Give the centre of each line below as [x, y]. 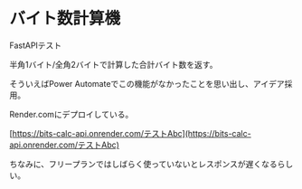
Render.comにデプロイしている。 [71, 114]
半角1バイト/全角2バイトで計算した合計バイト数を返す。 [113, 64]
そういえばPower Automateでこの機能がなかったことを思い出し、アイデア [147, 83]
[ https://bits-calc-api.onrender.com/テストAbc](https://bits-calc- [130, 133]
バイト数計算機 [65, 19]
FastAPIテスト [36, 45]
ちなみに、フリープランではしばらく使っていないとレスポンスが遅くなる [143, 164]
